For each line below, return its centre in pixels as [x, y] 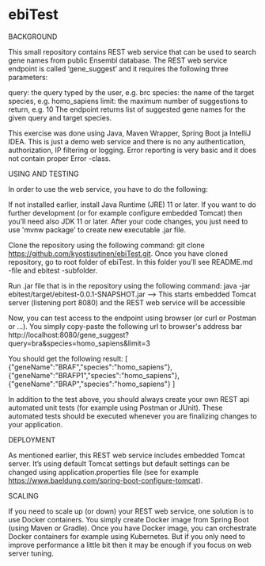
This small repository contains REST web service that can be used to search [132, 52]
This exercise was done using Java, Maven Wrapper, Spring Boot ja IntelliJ [130, 133]
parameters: [28, 77]
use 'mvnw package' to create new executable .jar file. [97, 229]
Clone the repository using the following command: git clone [107, 245]
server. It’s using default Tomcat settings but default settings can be [119, 463]
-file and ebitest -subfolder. [53, 270]
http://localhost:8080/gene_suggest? [68, 335]
